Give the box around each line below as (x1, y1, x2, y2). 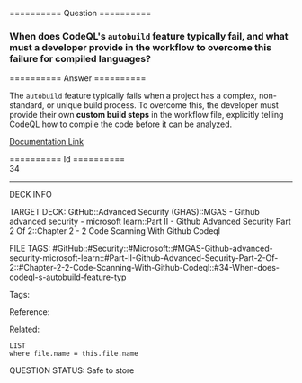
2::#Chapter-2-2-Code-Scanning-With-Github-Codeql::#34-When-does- (9, 263, 280, 273)
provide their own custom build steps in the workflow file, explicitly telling (9, 110, 284, 120)
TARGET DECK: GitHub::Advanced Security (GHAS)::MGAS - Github (9, 207, 261, 218)
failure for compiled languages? (9, 52, 151, 65)
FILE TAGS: (9, 243, 51, 254)
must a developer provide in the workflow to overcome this (9, 40, 272, 53)
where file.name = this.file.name (9, 350, 139, 359)
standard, (9, 100, 45, 111)
